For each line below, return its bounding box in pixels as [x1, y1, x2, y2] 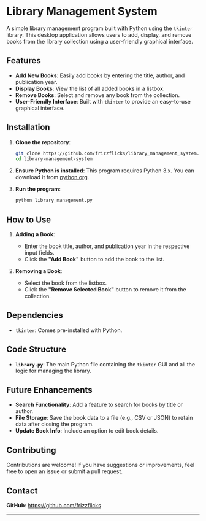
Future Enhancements [6, 385, 93, 395]
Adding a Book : [15, 231, 55, 237]
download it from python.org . [15, 174, 90, 181]
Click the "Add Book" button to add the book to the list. [24, 256, 164, 263]
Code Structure [6, 344, 66, 355]
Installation [6, 122, 50, 133]
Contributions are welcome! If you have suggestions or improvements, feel [6, 461, 195, 469]
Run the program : [15, 185, 61, 193]
